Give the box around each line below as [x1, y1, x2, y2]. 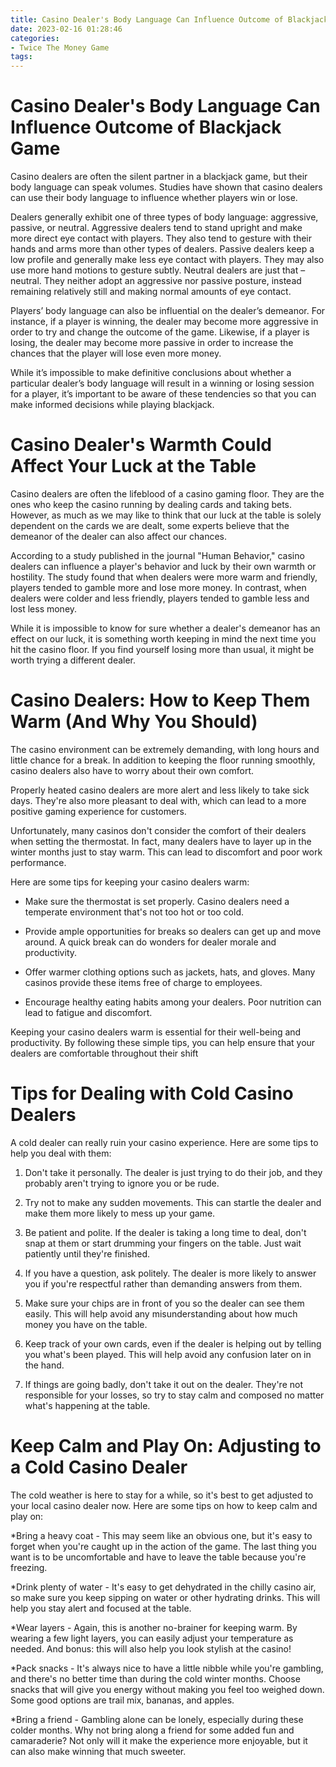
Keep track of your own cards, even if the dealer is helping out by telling [24, 1337, 322, 1350]
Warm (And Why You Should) [10, 711, 258, 733]
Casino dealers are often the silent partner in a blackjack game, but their [10, 171, 308, 183]
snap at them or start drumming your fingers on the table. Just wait [24, 1237, 302, 1249]
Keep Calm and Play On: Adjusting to [10, 1435, 322, 1458]
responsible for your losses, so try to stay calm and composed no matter [24, 1389, 325, 1401]
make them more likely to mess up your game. [24, 1207, 216, 1219]
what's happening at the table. [24, 1399, 151, 1411]
